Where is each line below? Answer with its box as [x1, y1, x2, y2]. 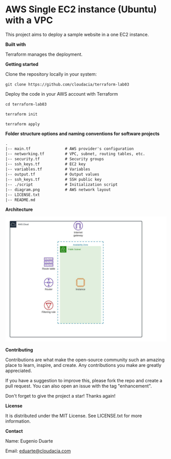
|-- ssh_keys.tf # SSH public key [5, 177, 102, 182]
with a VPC [5, 14, 53, 26]
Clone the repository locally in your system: [5, 71, 97, 77]
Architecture [5, 206, 33, 212]
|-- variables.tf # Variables [5, 166, 91, 172]
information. [5, 418, 31, 424]
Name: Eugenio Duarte [5, 438, 53, 444]
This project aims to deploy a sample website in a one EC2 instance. [5, 31, 149, 37]
